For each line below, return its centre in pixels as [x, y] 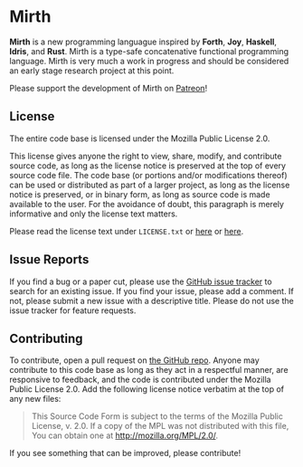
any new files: [35, 399]
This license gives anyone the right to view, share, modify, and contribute [146, 156]
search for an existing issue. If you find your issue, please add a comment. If [151, 291]
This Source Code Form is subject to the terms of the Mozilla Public [157, 416]
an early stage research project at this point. [92, 71]
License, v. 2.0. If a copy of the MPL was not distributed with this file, [160, 426]
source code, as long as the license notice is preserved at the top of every [148, 166]
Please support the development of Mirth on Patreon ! [109, 88]
